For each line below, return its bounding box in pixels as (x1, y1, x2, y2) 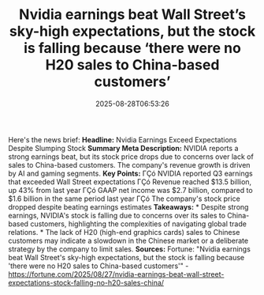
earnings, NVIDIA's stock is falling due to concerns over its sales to (8, 210, 226, 220)
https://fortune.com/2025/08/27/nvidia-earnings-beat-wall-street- (8, 269, 225, 278)
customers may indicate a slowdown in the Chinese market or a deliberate (8, 236, 249, 245)
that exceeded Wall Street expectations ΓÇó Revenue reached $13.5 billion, (8, 176, 252, 187)
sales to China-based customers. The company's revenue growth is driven (8, 160, 251, 169)
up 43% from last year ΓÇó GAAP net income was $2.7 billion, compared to (8, 185, 254, 195)
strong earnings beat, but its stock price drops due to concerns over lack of (8, 152, 254, 161)
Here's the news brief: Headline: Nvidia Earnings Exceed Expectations (8, 134, 238, 144)
